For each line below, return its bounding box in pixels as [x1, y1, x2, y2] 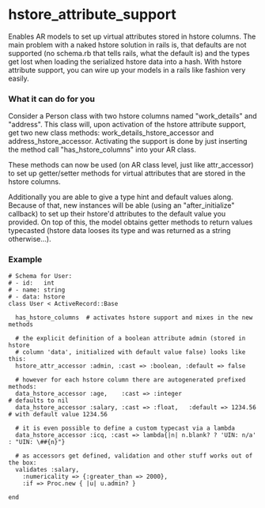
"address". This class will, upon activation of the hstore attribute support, [8, 120, 247, 130]
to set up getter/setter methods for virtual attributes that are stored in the [8, 168, 246, 179]
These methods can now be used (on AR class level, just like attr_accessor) [8, 160, 255, 170]
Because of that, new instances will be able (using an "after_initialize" [8, 201, 235, 210]
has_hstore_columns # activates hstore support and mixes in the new [15, 314, 253, 322]
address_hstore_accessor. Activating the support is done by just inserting [8, 137, 248, 146]
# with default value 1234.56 [8, 410, 108, 418]
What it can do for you [8, 93, 95, 104]
